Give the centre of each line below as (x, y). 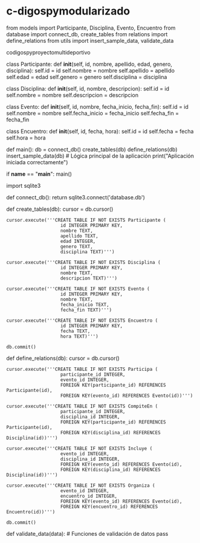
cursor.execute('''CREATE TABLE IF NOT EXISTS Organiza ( (81, 485)
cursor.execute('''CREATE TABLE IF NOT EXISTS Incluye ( (79, 448)
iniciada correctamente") (37, 162)
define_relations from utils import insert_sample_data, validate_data (90, 40)
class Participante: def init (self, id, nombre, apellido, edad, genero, (89, 64)
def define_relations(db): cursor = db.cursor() (63, 358)
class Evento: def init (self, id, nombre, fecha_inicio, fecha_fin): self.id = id (98, 106)
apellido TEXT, (79, 236)
